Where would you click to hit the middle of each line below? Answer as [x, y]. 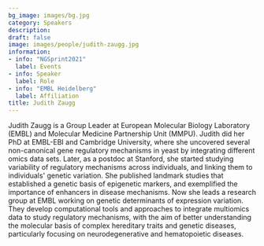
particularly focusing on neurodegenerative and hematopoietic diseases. [126, 234]
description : [30, 30]
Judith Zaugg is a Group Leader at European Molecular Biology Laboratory [129, 126]
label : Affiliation [47, 96]
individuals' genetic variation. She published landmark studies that [116, 176]
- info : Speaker [35, 74]
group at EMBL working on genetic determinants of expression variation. [126, 200]
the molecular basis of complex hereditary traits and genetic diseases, [122, 226]
